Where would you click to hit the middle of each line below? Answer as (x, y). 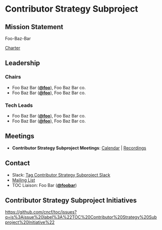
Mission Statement (34, 27)
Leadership (23, 63)
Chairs (13, 77)
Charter (13, 48)
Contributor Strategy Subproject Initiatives (71, 200)
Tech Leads (19, 105)
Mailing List (24, 180)
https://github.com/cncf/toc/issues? (41, 212)
